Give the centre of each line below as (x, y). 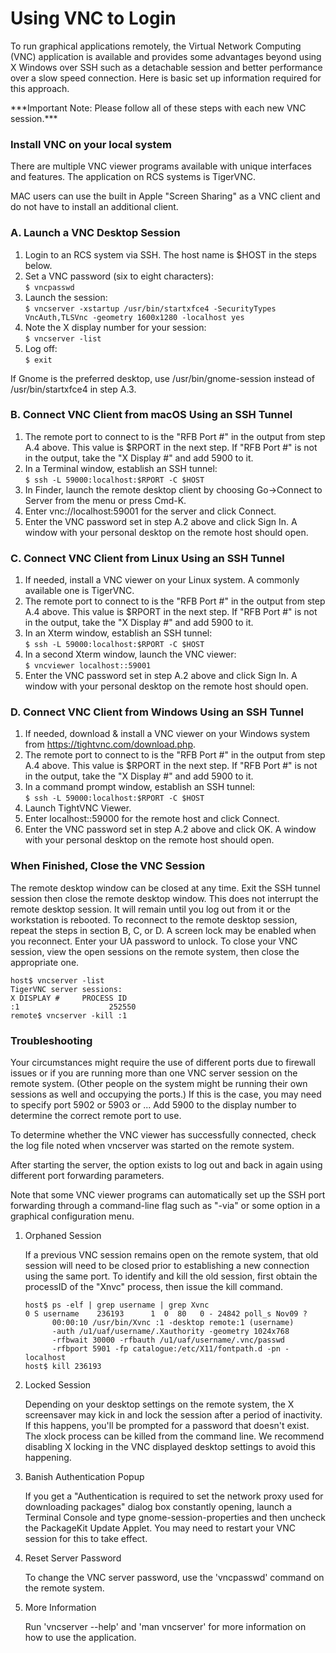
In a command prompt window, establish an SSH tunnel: (140, 787)
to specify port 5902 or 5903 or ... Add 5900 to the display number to (153, 1105)
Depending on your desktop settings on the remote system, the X (159, 1404)
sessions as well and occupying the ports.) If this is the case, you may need (166, 1094)
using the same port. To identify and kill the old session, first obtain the (171, 1276)
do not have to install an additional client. (94, 207)
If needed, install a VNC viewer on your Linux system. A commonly (162, 580)
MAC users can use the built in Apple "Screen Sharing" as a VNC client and (165, 196)
